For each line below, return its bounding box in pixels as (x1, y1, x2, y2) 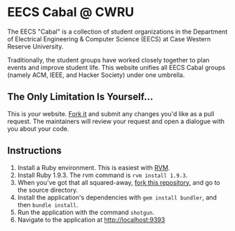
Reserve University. (7, 42, 64, 50)
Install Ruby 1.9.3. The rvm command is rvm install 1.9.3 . (17, 171, 188, 179)
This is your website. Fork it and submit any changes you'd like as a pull (7, 109, 215, 118)
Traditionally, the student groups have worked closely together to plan (7, 55, 210, 64)
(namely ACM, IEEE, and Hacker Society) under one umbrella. (7, 71, 185, 79)
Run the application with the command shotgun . (17, 208, 154, 216)
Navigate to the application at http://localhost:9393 (17, 215, 166, 224)
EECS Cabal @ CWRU (7, 4, 135, 20)
